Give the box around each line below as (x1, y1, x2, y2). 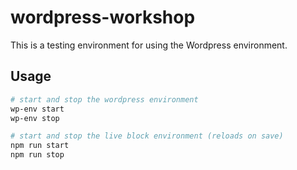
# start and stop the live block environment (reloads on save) (10, 131, 284, 141)
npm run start (10, 141, 70, 151)
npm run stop (10, 150, 65, 160)
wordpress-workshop (10, 6, 196, 29)
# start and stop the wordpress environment (10, 94, 199, 105)
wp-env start (10, 104, 65, 114)
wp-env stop (10, 113, 60, 123)
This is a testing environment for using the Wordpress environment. (10, 39, 288, 51)
